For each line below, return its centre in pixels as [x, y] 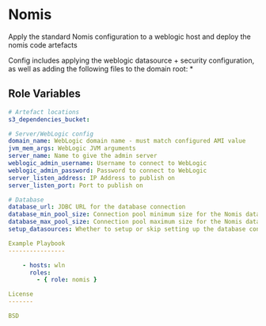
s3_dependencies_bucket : [49, 119]
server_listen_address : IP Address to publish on [92, 178]
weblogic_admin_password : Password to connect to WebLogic [108, 171]
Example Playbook [37, 244]
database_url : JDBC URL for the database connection [97, 207]
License [21, 294]
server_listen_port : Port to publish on [76, 185]
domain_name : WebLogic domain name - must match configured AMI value [127, 141]
